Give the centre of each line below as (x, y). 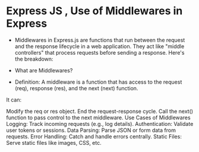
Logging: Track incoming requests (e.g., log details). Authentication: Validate (100, 123)
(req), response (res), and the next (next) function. (76, 88)
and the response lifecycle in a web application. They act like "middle (99, 46)
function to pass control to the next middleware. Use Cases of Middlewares (99, 118)
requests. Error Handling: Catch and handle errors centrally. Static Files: (94, 136)
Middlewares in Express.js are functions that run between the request (100, 40)
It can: (14, 100)
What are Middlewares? (44, 70)
